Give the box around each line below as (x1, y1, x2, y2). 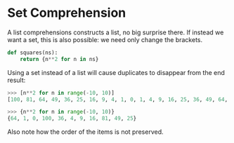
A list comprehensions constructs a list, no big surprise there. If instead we (7, 28, 224, 36)
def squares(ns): (7, 49, 58, 56)
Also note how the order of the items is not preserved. (7, 128, 164, 136)
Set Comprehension (7, 5, 126, 21)
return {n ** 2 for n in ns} (20, 55, 99, 62)
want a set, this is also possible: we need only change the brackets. (7, 35, 203, 43)
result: (7, 76, 26, 84)
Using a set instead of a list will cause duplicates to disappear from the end (7, 68, 225, 76)
